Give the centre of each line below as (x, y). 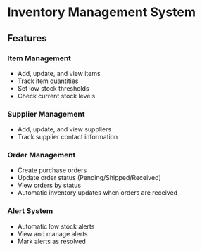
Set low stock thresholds (53, 88)
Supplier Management (46, 114)
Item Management (39, 58)
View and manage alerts (52, 233)
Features (27, 38)
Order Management (42, 155)
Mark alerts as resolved (52, 241)
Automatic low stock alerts (56, 226)
